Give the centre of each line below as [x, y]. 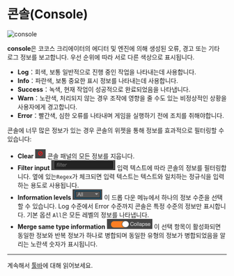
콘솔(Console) [48, 14]
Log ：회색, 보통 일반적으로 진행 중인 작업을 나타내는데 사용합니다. [107, 72]
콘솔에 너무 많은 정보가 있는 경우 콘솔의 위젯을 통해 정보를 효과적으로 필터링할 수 [116, 130]
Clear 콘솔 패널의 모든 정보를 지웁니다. [76, 156]
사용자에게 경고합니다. [47, 107]
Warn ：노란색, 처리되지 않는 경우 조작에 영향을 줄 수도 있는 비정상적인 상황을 [122, 98]
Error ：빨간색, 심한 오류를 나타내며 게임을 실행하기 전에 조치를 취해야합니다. [120, 115]
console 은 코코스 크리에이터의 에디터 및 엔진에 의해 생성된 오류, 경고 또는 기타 [114, 48]
